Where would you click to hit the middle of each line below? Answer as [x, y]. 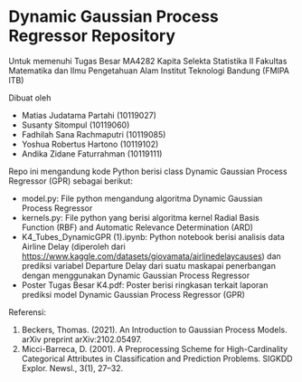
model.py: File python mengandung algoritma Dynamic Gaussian [142, 198]
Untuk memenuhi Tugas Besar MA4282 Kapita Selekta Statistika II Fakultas [148, 61]
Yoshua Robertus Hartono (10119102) [90, 144]
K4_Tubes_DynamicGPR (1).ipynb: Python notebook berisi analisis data [153, 236]
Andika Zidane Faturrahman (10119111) [92, 153]
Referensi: [28, 312]
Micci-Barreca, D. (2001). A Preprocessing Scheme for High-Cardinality [155, 349]
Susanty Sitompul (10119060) [75, 125]
